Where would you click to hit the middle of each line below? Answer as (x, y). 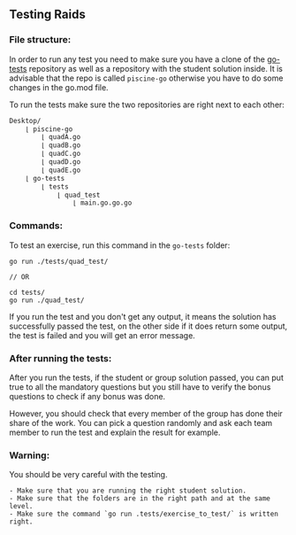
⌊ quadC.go (61, 154)
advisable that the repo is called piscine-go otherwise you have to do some (146, 78)
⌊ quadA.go (61, 137)
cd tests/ (27, 292)
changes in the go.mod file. (59, 87)
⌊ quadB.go (61, 145)
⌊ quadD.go (61, 162)
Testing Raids (47, 15)
